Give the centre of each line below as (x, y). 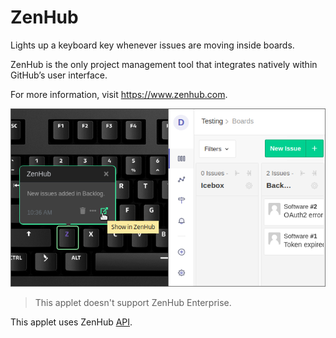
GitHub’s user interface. (59, 75)
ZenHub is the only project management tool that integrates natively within (164, 64)
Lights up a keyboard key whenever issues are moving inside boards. (152, 45)
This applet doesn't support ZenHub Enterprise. (133, 303)
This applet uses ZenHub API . (71, 322)
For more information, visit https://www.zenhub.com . (119, 94)
